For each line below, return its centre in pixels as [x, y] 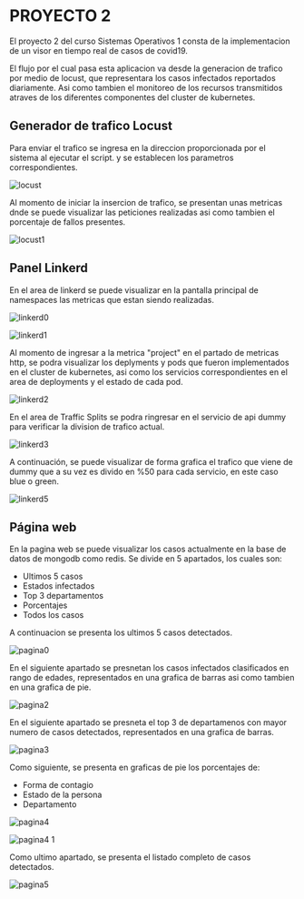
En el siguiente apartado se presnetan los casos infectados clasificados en [149, 668]
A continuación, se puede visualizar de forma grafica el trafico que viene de [151, 461]
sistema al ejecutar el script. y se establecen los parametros [122, 157]
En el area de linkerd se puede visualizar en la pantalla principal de [134, 290]
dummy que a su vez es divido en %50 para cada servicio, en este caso [144, 471]
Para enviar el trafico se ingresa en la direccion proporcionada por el [137, 147]
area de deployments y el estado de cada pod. [96, 381]
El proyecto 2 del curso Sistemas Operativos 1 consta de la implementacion [150, 41]
